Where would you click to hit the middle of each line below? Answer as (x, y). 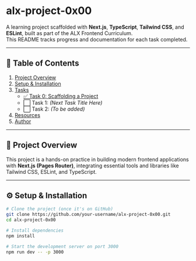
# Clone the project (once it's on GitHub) (60, 209)
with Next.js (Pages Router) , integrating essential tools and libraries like (92, 166)
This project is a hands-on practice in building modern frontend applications (97, 159)
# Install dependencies (35, 231)
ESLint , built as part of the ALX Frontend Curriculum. (69, 33)
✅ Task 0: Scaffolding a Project (61, 96)
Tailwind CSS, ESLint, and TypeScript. (52, 171)
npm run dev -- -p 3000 (35, 252)
